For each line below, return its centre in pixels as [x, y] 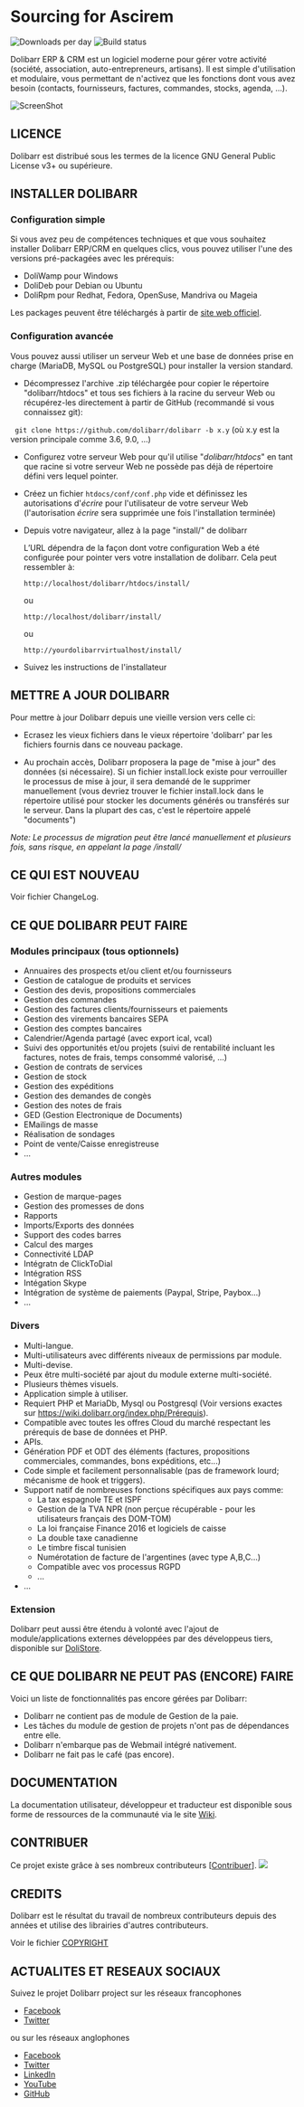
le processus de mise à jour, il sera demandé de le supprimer [137, 781]
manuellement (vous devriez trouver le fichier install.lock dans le [143, 791]
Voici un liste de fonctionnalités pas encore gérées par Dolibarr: [129, 1698]
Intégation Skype [55, 1283]
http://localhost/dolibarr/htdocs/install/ [107, 584]
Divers [25, 1325]
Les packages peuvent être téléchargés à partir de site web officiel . [136, 313]
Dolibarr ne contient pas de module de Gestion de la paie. [131, 1715]
